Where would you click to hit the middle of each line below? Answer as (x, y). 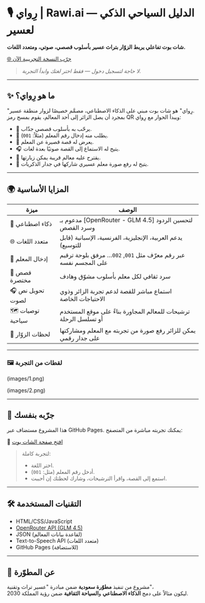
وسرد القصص (77, 227)
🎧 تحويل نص (27, 290)
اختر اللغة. (42, 465)
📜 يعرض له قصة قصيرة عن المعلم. (55, 141)
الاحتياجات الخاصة (82, 299)
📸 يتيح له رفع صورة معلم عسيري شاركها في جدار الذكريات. (82, 164)
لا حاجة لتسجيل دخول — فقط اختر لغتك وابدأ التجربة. (82, 71)
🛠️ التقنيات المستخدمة (44, 504)
